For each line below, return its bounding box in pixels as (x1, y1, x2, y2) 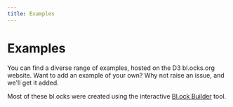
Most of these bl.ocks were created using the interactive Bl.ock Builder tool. (7, 92, 227, 100)
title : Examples (7, 10, 55, 17)
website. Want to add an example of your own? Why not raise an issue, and (7, 71, 225, 79)
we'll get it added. (7, 78, 60, 87)
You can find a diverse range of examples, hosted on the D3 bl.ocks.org (7, 64, 215, 72)
